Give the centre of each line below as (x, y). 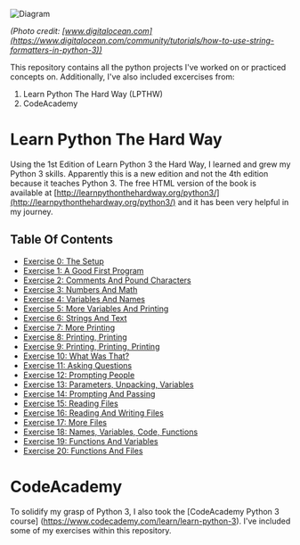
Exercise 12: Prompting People (79, 375)
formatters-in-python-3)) (56, 50)
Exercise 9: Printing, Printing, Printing (91, 346)
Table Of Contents (62, 239)
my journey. (32, 211)
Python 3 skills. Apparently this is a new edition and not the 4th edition (139, 173)
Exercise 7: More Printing (69, 327)
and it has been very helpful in (233, 202)
